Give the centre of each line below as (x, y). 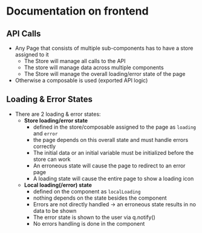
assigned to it (32, 55)
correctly (44, 146)
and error (45, 133)
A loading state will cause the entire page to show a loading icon (113, 178)
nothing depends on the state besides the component (100, 198)
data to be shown (55, 211)
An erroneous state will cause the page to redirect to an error (109, 166)
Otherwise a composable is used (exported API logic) (81, 80)
